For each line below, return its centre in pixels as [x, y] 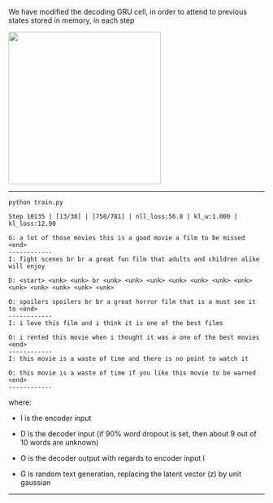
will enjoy [27, 267]
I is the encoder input [56, 418]
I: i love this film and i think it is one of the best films [116, 323]
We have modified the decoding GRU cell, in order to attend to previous [128, 12]
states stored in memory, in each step [71, 20]
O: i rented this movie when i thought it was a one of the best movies [134, 337]
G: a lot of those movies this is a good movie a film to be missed [127, 238]
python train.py [36, 202]
